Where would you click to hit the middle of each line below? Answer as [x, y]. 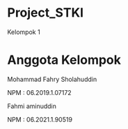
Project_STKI [46, 13]
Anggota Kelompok [64, 60]
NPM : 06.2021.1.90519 [40, 119]
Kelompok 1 [24, 32]
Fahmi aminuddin [32, 106]
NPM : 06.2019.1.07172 [39, 92]
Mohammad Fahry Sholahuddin [52, 79]
